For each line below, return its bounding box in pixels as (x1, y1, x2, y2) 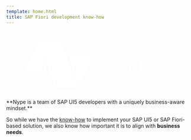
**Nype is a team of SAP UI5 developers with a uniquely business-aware (6, 98, 185, 105)
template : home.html (6, 8, 57, 15)
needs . (6, 128, 24, 135)
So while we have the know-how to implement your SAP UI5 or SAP (6, 116, 171, 123)
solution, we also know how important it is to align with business (22, 122, 180, 129)
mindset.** (6, 104, 33, 112)
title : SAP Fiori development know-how (6, 14, 105, 20)
